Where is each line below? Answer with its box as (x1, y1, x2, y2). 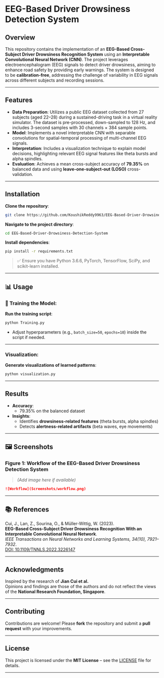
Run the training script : (5, 311, 53, 317)
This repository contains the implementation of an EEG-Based (5, 46, 130, 52)
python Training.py (5, 320, 45, 325)
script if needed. (12, 334, 45, 340)
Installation (5, 190, 40, 198)
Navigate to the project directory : (5, 221, 74, 227)
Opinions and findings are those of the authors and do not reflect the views (5, 583, 156, 589)
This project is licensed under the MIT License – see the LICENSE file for (5, 657, 151, 663)
